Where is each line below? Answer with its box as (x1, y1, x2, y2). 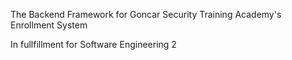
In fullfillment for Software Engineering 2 (10, 39, 177, 50)
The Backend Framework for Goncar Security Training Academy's (10, 9, 282, 20)
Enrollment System (10, 19, 88, 31)
